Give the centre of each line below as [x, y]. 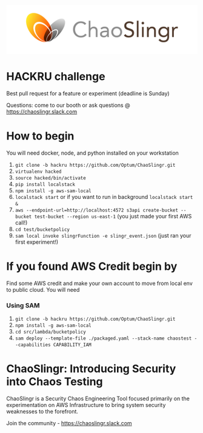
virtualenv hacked [38, 172]
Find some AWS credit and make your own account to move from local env [99, 283]
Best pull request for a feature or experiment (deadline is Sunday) [88, 93]
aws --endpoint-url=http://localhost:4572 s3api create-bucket [97, 210]
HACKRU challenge [56, 77]
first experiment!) [37, 242]
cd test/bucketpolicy [42, 229]
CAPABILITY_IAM [73, 345]
